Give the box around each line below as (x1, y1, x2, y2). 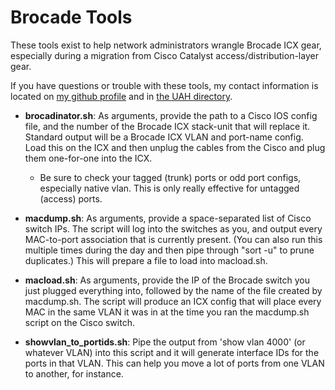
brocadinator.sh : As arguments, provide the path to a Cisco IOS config (24, 109, 318, 121)
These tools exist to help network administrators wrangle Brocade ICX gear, (10, 39, 322, 51)
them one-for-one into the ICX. (24, 152, 153, 164)
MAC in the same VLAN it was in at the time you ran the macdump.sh (24, 306, 310, 318)
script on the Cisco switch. (24, 316, 135, 328)
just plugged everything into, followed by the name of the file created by (24, 284, 323, 296)
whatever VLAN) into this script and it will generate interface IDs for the (24, 346, 320, 358)
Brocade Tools (10, 6, 133, 29)
